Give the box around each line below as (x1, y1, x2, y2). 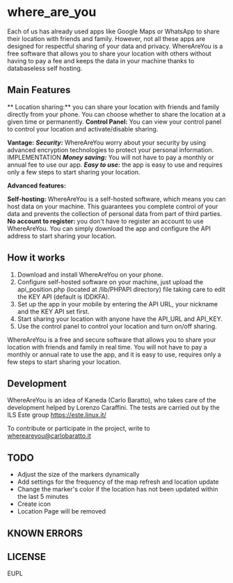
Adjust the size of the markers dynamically (17, 470, 140, 479)
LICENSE (7, 550, 47, 563)
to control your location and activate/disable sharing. (7, 124, 159, 133)
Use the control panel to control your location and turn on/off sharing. (17, 322, 217, 330)
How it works (7, 252, 65, 264)
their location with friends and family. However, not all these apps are (7, 34, 206, 42)
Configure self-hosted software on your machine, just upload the (17, 277, 204, 286)
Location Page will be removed (17, 507, 106, 516)
